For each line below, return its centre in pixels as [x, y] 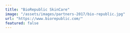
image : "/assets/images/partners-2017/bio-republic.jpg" [65, 14]
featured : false [22, 23]
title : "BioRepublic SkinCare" [37, 9]
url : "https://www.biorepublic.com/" [44, 18]
